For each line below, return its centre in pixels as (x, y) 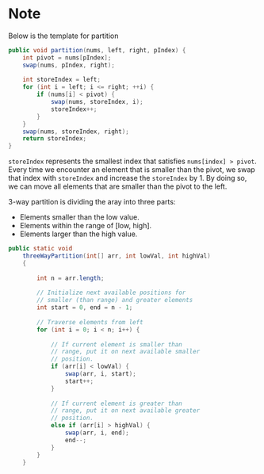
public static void (40, 249)
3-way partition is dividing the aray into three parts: (92, 202)
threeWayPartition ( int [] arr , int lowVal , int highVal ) (117, 256)
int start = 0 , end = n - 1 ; (85, 308)
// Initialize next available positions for (111, 293)
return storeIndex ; (55, 139)
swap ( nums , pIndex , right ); (69, 65)
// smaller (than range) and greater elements (115, 300)
